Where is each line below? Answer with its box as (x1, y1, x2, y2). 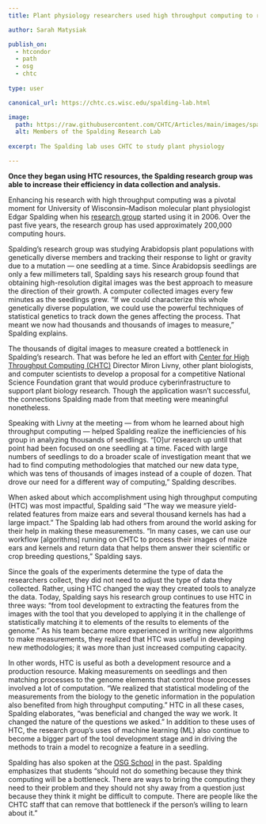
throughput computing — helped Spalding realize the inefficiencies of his (8, 426, 247, 436)
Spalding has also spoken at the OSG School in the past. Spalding (8, 757, 222, 767)
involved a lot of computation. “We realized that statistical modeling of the (8, 683, 249, 692)
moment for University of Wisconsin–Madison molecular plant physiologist (8, 203, 251, 213)
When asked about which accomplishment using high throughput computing (8, 492, 257, 502)
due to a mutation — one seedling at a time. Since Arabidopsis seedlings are (8, 261, 257, 270)
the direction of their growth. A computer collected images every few (8, 286, 234, 296)
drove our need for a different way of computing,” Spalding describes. (8, 477, 237, 486)
